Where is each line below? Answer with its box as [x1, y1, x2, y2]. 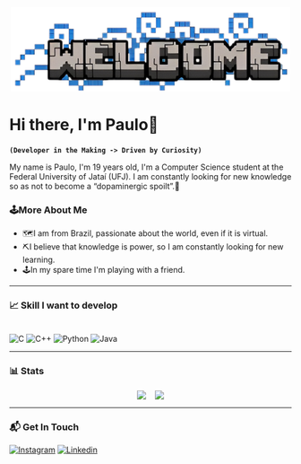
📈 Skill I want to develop [9, 299, 118, 311]
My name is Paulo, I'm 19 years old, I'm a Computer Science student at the [9, 162, 284, 172]
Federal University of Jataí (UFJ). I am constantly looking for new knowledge [9, 171, 292, 181]
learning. [21, 254, 56, 266]
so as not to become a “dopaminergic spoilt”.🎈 [9, 180, 181, 191]
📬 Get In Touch [9, 420, 79, 433]
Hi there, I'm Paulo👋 [9, 115, 159, 136]
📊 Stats [9, 365, 45, 378]
